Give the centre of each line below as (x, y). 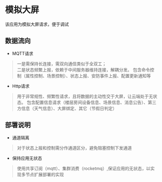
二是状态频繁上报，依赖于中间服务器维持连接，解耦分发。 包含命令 (83, 70)
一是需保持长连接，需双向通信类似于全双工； (62, 64)
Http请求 (21, 86)
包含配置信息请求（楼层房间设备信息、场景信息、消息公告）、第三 (91, 102)
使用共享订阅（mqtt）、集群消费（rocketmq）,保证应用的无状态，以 (84, 168)
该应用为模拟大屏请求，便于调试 (37, 24)
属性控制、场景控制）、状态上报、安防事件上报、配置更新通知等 (88, 76)
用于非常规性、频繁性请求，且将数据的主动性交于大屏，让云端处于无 (85, 96)
